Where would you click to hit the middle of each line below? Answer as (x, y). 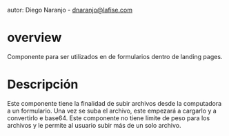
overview (34, 38)
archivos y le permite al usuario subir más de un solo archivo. (94, 125)
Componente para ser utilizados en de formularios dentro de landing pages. (115, 56)
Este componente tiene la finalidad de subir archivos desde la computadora (114, 103)
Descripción (43, 84)
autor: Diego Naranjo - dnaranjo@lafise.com (70, 10)
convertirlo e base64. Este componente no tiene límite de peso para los (109, 118)
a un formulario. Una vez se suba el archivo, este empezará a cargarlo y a (112, 111)
